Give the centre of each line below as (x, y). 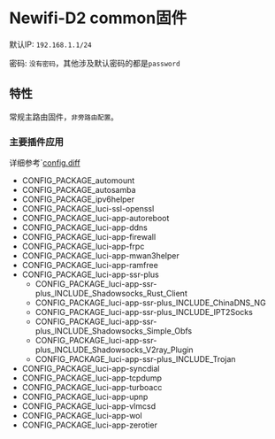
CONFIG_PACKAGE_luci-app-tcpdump (92, 378)
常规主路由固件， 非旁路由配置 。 (64, 117)
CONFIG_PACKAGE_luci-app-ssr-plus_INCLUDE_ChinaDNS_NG (151, 303)
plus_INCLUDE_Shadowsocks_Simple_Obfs (114, 331)
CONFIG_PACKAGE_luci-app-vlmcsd (89, 406)
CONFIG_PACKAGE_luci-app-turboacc (92, 388)
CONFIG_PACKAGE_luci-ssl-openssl (88, 209)
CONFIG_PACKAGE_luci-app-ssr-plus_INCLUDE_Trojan (135, 359)
